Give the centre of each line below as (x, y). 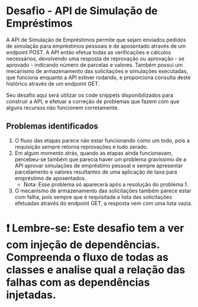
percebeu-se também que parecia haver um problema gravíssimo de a (100, 159)
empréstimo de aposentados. (51, 178)
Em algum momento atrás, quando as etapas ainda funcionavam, (94, 153)
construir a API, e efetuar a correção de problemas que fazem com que (93, 101)
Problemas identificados (52, 126)
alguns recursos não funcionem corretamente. (63, 107)
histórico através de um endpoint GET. (53, 83)
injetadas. (31, 295)
